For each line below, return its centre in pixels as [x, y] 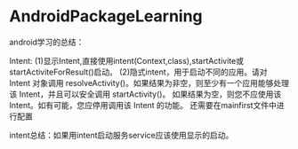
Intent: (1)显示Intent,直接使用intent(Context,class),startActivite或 [127, 60]
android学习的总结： [47, 42]
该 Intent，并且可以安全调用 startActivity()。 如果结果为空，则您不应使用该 [145, 94]
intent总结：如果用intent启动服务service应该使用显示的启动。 [121, 135]
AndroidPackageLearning [106, 16]
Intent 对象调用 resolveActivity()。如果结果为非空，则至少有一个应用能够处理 [149, 82]
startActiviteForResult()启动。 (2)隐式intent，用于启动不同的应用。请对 [138, 72]
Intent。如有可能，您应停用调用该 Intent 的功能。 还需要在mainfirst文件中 [143, 105]
